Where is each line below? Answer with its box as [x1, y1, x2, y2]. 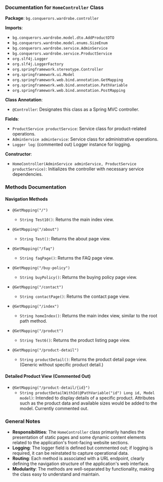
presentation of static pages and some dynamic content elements [12, 434, 146, 440]
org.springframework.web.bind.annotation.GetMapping [12, 77, 123, 83]
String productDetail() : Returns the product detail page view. [19, 356, 147, 362]
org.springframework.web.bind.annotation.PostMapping [12, 88, 125, 93]
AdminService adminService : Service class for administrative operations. [12, 136, 159, 142]
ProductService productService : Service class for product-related [12, 126, 147, 132]
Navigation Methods [5, 196, 48, 202]
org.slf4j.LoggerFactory [12, 62, 64, 67]
